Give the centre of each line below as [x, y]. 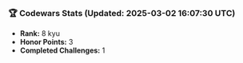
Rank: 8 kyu [40, 33]
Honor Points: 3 [46, 42]
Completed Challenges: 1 [62, 50]
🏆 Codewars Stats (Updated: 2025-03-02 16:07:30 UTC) [122, 13]
